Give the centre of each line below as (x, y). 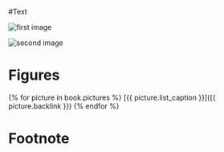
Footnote (39, 139)
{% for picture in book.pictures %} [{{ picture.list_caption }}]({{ (112, 97)
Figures (34, 75)
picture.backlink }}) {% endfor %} (64, 106)
